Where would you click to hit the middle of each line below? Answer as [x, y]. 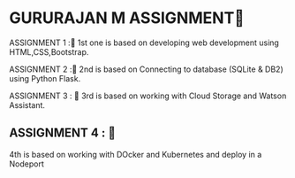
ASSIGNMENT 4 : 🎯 [63, 133]
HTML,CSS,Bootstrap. [49, 51]
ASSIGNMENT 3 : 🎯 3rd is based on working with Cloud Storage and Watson [148, 96]
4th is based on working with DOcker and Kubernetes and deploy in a [136, 154]
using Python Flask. [45, 78]
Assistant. [27, 104]
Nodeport [26, 164]
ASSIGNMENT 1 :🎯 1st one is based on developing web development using [144, 43]
